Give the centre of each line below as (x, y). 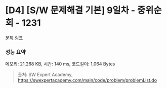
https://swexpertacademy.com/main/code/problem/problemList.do (87, 80)
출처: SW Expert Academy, (45, 75)
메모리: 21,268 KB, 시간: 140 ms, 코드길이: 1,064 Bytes (60, 64)
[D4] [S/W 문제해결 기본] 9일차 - (70, 10)
